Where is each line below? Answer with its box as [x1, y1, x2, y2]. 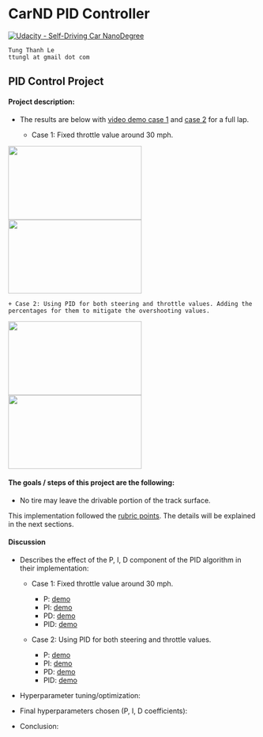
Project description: [8, 97, 75, 106]
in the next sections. [8, 519, 74, 529]
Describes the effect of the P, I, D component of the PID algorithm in [19, 555, 242, 564]
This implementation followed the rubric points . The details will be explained [8, 510, 256, 520]
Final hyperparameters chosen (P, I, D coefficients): [19, 706, 188, 716]
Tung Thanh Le [8, 46, 55, 54]
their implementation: [19, 563, 89, 573]
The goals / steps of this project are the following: [8, 478, 175, 487]
